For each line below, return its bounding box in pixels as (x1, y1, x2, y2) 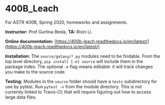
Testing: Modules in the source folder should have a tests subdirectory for (5, 78, 157, 84)
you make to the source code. (5, 69, 66, 74)
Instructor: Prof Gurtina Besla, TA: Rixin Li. (5, 29, 93, 35)
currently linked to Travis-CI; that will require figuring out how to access (5, 89, 152, 95)
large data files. (5, 94, 37, 100)
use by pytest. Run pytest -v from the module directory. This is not (5, 83, 142, 89)
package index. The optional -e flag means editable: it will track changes (5, 64, 153, 70)
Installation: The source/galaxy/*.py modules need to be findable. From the (5, 53, 161, 59)
